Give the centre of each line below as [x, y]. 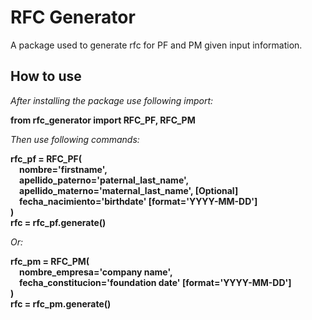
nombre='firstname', [63, 169]
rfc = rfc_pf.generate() [58, 222]
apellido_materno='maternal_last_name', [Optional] [129, 190]
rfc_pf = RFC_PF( [46, 158]
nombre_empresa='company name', [96, 272]
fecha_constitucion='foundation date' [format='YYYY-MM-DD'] [155, 282]
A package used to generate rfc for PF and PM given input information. [156, 45]
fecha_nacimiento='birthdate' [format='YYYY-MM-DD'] [138, 201]
